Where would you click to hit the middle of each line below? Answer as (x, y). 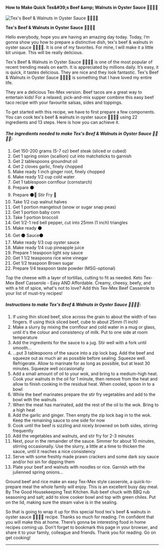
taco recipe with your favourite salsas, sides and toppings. (64, 102)
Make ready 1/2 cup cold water (44, 177)
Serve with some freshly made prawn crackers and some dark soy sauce (86, 457)
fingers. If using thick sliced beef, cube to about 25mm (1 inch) (75, 322)
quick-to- (143, 482)
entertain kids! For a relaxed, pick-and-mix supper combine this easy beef (80, 98)
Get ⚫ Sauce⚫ (28, 236)
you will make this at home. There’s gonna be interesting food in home (76, 522)
